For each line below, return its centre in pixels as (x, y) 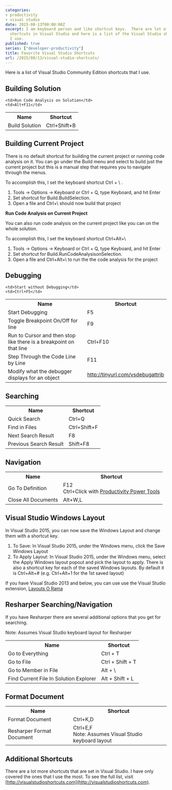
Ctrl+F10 (98, 342)
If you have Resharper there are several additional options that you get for (83, 617)
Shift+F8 (79, 444)
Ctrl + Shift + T (119, 662)
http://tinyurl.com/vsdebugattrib (125, 374)
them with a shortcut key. (32, 536)
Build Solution (25, 125)
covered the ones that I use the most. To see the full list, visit (69, 777)
